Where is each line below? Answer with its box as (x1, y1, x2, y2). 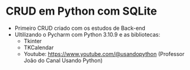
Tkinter (23, 37, 42, 44)
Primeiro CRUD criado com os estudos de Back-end (14, 24, 146, 32)
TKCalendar (23, 44, 54, 51)
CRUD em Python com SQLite (5, 4, 157, 18)
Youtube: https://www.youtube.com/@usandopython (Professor (23, 50, 185, 57)
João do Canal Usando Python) (23, 57, 103, 64)
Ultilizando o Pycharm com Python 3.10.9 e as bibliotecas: (14, 30, 161, 38)
